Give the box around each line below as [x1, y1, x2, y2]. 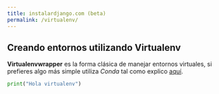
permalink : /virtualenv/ [7, 16, 79, 23]
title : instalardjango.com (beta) [7, 10, 107, 17]
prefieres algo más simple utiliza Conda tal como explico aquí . [7, 67, 184, 75]
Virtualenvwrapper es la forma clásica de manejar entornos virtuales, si [7, 60, 212, 69]
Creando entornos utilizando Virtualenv [7, 42, 181, 54]
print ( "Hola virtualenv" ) [7, 80, 81, 88]
